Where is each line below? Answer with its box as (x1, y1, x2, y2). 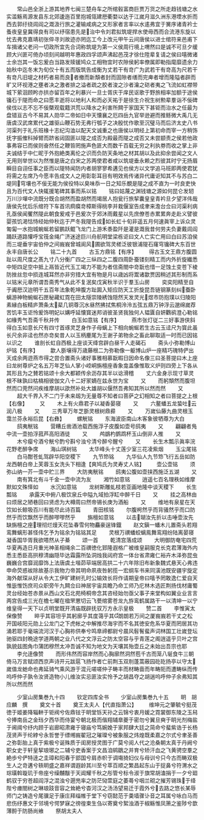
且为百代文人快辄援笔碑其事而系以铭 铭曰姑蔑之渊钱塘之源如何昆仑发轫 (6, 188, 194, 194)
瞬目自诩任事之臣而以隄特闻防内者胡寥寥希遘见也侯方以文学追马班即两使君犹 (6, 164, 198, 172)
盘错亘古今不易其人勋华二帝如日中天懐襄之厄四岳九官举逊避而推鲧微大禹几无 (6, 112, 198, 118)
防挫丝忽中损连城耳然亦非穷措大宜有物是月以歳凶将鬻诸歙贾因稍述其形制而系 (6, 271, 198, 278)
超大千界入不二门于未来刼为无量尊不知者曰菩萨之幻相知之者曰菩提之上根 (16, 392, 198, 399)
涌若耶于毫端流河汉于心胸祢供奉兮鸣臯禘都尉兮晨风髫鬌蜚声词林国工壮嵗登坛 (6, 628, 198, 634)
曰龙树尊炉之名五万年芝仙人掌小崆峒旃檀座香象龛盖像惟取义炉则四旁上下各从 (6, 362, 198, 369)
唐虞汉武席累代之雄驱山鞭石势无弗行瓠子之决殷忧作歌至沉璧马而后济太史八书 (6, 119, 198, 126)
